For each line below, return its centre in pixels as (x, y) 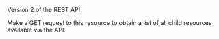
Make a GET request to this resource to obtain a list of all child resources (109, 23)
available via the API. (37, 30)
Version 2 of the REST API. (44, 10)
